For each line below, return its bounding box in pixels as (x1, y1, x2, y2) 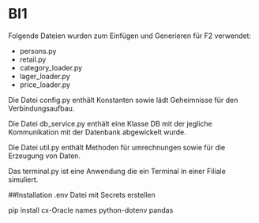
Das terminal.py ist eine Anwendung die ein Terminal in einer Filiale (8, 166, 227, 176)
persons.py (19, 46, 57, 55)
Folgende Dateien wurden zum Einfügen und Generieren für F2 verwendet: (8, 31, 251, 40)
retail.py (19, 55, 47, 64)
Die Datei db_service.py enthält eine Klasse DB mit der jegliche (8, 119, 213, 128)
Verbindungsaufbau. (8, 104, 75, 113)
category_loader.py (19, 62, 83, 72)
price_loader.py (19, 80, 71, 89)
